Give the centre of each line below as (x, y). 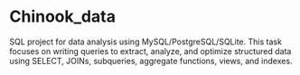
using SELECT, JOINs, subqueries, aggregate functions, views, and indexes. (151, 61)
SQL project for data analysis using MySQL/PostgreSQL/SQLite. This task (146, 42)
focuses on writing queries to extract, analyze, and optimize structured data (150, 51)
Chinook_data (62, 17)
